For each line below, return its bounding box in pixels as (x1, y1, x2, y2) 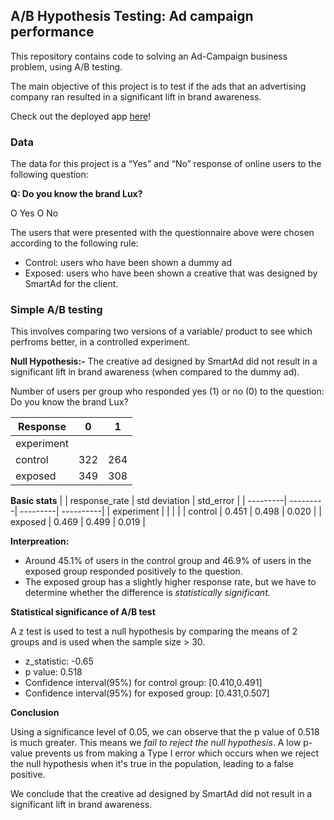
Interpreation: (10, 535, 70, 548)
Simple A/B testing (10, 303, 103, 317)
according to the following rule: (10, 237, 139, 249)
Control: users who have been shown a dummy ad (24, 257, 232, 269)
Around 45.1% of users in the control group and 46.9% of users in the (24, 555, 312, 567)
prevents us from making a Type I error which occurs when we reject (34, 747, 319, 759)
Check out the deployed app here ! (10, 110, 152, 122)
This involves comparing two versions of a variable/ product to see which (10, 325, 313, 338)
